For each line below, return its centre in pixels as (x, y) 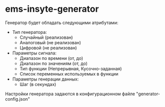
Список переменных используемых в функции (69, 74)
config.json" (18, 99)
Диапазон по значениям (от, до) (54, 63)
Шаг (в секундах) (38, 84)
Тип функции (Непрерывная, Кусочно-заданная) (71, 68)
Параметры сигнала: (34, 53)
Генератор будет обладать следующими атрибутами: (62, 23)
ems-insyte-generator (52, 9)
